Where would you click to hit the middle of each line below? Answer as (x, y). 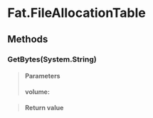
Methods (28, 39)
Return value (44, 108)
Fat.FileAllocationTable (76, 13)
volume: (37, 92)
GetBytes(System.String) (52, 59)
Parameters (42, 76)
